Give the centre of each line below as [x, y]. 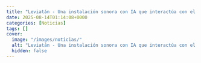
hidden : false [29, 51]
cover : [14, 34]
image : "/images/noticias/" [47, 40]
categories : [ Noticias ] [36, 23]
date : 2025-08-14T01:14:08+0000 [47, 17]
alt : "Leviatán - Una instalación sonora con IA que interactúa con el [104, 46]
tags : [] [17, 28]
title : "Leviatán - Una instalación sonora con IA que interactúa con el [101, 12]
